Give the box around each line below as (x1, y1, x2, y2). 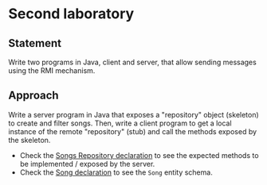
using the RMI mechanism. (8, 66, 96, 75)
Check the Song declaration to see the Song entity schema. (19, 168, 213, 177)
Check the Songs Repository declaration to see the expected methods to (19, 150, 259, 160)
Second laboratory (8, 5, 135, 23)
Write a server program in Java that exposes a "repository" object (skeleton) (8, 110, 259, 119)
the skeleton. (8, 135, 51, 145)
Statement (8, 37, 62, 50)
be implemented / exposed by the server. (19, 159, 155, 168)
